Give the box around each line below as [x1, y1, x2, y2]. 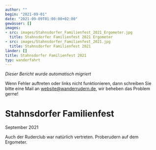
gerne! [5, 91, 19, 97]
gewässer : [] [5, 21, 32, 26]
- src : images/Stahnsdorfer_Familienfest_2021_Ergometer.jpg [5, 30, 133, 35]
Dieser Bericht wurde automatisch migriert [5, 71, 91, 77]
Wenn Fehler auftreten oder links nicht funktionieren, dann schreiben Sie [5, 81, 152, 87]
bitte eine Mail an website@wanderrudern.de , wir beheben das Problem [5, 86, 151, 91]
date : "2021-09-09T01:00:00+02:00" [5, 16, 78, 21]
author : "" [5, 7, 27, 12]
